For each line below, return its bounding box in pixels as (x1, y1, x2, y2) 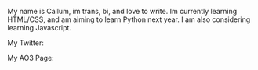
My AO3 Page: (7, 54, 54, 62)
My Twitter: (7, 38, 45, 47)
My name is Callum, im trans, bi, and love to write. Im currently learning (7, 7, 238, 16)
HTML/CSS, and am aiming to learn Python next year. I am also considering (7, 15, 251, 24)
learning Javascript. (7, 23, 72, 32)
